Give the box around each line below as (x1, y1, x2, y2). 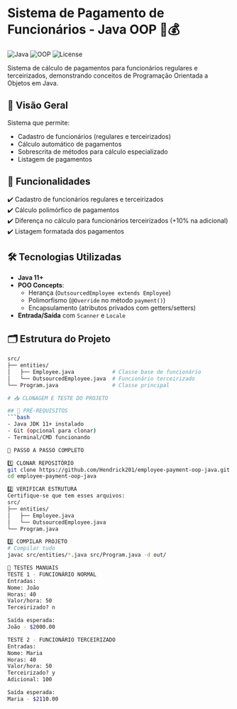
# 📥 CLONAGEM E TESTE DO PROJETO (7, 394, 109, 401)
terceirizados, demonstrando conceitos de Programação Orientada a (7, 71, 209, 80)
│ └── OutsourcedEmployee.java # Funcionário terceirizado (7, 375, 195, 382)
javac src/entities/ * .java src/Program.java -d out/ (7, 552, 167, 559)
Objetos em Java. (7, 78, 59, 87)
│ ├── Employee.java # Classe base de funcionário (7, 368, 202, 375)
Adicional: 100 (7, 676, 53, 683)
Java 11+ (17, 273, 44, 282)
